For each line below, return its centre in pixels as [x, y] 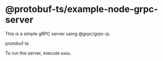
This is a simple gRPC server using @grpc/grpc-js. [58, 33]
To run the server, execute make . [38, 53]
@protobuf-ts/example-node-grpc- [82, 9]
